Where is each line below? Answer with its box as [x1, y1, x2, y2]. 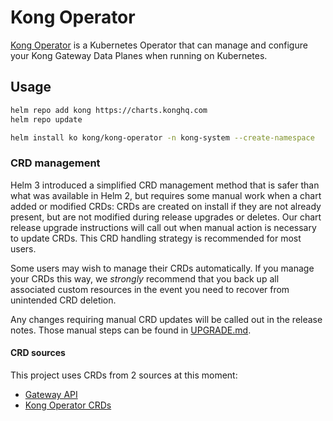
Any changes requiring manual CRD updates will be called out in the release [10, 313, 323, 325]
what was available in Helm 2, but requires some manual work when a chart [10, 189, 322, 201]
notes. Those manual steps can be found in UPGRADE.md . [10, 324, 252, 336]
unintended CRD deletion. [10, 294, 117, 306]
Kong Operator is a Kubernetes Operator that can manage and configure [10, 39, 308, 51]
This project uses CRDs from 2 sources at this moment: [10, 369, 238, 381]
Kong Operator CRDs [24, 399, 112, 411]
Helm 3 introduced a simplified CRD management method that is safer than [10, 179, 320, 191]
